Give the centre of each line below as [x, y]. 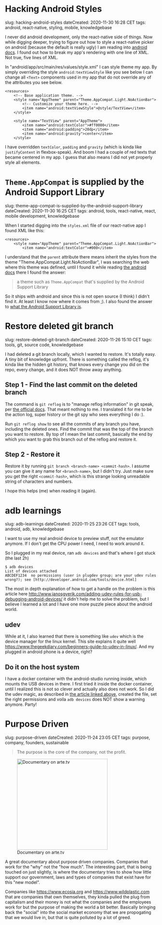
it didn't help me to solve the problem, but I [106, 599]
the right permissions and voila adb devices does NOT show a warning [75, 699]
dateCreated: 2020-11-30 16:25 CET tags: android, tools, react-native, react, [81, 211]
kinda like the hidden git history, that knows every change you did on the [77, 364]
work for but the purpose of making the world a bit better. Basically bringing [80, 907]
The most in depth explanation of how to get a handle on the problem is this [80, 589]
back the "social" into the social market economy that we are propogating [78, 912]
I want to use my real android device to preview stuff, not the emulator [74, 539]
